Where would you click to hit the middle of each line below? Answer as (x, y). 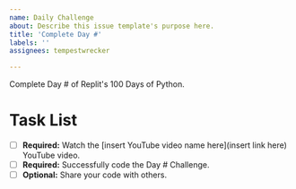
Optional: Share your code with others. (95, 175)
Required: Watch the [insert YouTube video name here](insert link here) (154, 145)
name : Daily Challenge (52, 17)
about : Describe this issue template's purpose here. (112, 26)
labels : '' (30, 43)
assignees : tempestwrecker (60, 51)
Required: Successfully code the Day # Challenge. (116, 165)
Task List (44, 120)
